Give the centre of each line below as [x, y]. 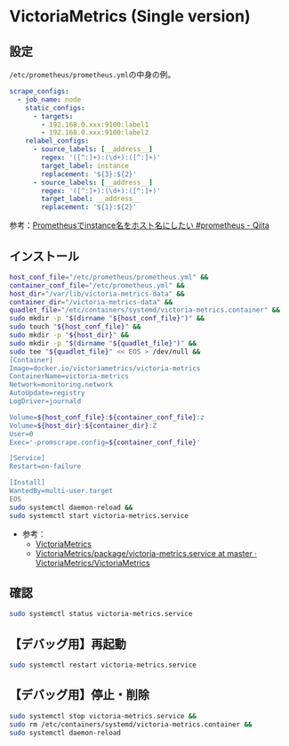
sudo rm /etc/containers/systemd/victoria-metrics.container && [131, 724]
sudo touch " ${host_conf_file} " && [75, 327]
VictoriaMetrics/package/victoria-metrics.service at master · [146, 553]
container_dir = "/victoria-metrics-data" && [91, 302]
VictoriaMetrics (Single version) [130, 16]
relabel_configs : [57, 141]
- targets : [53, 116]
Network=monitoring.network [61, 385]
